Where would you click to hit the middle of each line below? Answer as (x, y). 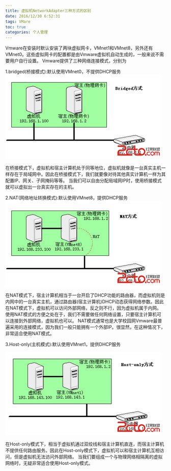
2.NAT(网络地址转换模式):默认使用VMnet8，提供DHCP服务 (67, 198)
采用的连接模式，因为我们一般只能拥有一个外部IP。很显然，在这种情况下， (87, 327)
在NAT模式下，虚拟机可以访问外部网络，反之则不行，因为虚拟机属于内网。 (83, 308)
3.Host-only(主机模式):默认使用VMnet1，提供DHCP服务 (63, 345)
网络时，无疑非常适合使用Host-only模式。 (49, 463)
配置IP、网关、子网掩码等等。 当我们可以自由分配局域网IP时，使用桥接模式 (83, 180)
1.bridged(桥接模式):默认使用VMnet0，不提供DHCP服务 (63, 72)
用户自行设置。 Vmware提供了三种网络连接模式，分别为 (68, 61)
